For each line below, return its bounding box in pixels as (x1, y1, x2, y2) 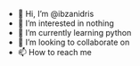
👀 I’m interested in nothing (17, 18, 114, 29)
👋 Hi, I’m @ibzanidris (17, 9, 95, 19)
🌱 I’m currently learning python (17, 28, 132, 37)
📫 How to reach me (17, 47, 92, 57)
